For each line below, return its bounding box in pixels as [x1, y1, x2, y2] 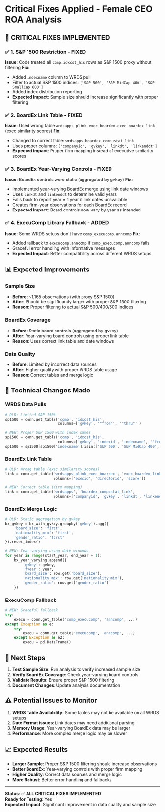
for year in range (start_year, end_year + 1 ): [5, 553, 102, 558]
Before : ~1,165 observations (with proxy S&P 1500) [12, 294, 115, 300]
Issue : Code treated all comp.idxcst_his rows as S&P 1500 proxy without [5, 59, 152, 65]
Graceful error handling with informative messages [12, 245, 115, 251]
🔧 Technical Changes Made [5, 386, 91, 394]
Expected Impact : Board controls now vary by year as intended [12, 207, 141, 213]
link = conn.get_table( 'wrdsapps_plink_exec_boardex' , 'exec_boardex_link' [5, 471, 164, 477]
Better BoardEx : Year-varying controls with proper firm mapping [12, 766, 143, 772]
